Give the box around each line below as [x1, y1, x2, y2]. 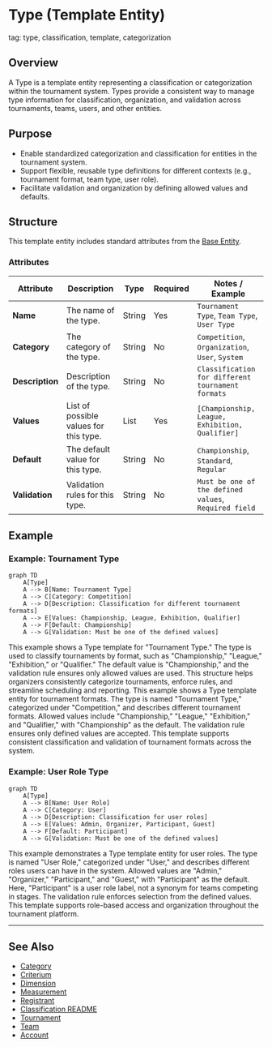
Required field [197, 503, 256, 513]
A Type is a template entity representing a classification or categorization [8, 77, 253, 87]
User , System [197, 351, 244, 363]
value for [66, 453, 100, 465]
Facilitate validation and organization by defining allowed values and [19, 182, 249, 192]
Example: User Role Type [8, 766, 109, 778]
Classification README [19, 1004, 97, 1015]
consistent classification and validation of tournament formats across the [8, 737, 252, 747]
